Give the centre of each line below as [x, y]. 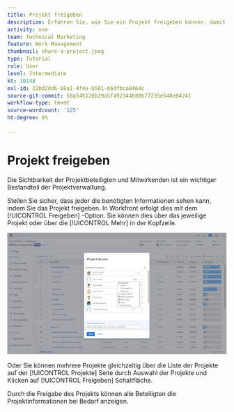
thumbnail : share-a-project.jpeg [56, 52]
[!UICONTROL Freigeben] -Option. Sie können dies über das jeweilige [107, 215]
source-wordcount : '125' [43, 110]
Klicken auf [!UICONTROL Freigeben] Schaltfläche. [80, 380]
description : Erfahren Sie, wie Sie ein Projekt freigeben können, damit [117, 22]
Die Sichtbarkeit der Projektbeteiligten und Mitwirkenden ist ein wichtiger [112, 180]
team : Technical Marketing [46, 37]
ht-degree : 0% [28, 118]
